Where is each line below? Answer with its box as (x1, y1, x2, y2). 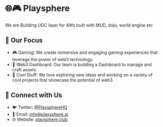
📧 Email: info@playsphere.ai (12, 111, 68, 117)
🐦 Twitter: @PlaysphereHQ (12, 104, 68, 110)
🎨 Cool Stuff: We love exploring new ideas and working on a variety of (12, 72, 153, 78)
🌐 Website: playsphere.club (12, 116, 68, 122)
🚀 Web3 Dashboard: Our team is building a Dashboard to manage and (12, 62, 152, 67)
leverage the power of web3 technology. (12, 56, 94, 62)
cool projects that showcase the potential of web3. (12, 77, 114, 83)
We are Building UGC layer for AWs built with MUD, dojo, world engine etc (5, 22, 153, 28)
